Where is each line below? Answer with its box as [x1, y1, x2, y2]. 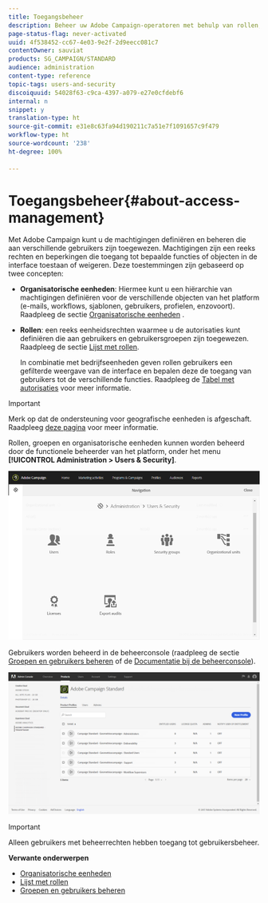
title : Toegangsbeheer [8, 13, 84, 21]
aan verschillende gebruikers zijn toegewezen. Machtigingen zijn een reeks [8, 244, 256, 253]
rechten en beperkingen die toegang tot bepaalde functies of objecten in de [8, 252, 258, 261]
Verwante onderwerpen [8, 853, 89, 863]
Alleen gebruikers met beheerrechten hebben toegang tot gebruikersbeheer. [8, 837, 260, 847]
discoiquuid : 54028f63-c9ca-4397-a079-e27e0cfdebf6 [8, 89, 183, 97]
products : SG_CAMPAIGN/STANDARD [8, 55, 116, 63]
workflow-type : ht [8, 131, 69, 139]
